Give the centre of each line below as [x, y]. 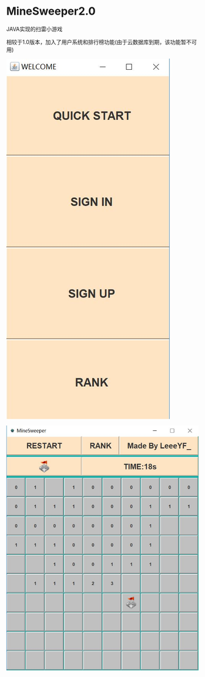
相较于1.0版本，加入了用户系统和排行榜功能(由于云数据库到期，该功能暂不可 [102, 42]
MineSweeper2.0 [51, 11]
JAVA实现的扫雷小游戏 [34, 29]
